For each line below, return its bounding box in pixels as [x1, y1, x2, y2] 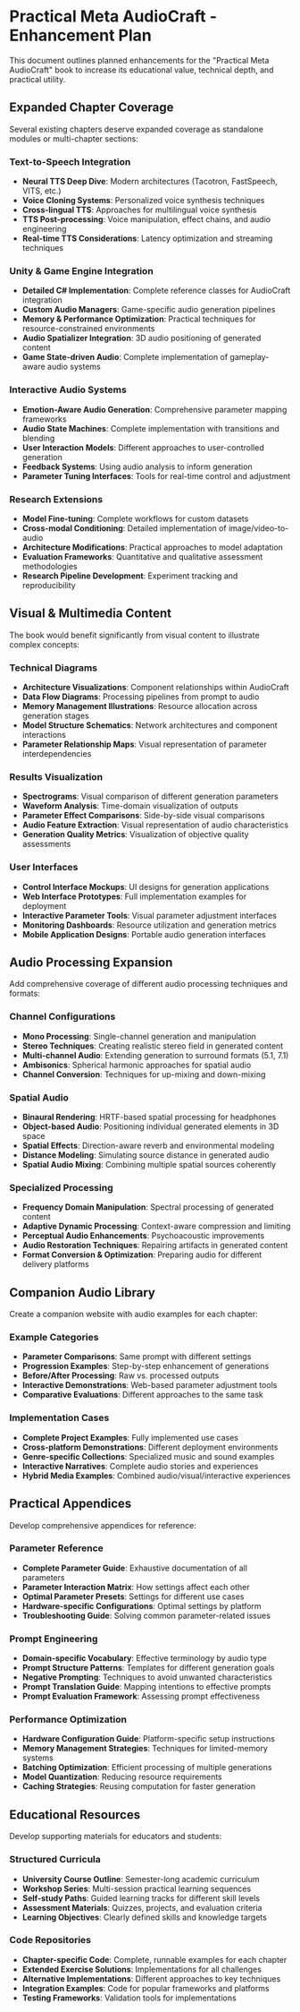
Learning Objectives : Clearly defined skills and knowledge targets [21, 1912, 268, 1922]
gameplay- [229, 352, 270, 363]
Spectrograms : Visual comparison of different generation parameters [21, 791, 279, 802]
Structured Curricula [9, 1854, 101, 1866]
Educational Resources [9, 1807, 141, 1822]
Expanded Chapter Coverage [9, 100, 174, 116]
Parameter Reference [9, 1542, 104, 1554]
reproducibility [21, 579, 76, 590]
